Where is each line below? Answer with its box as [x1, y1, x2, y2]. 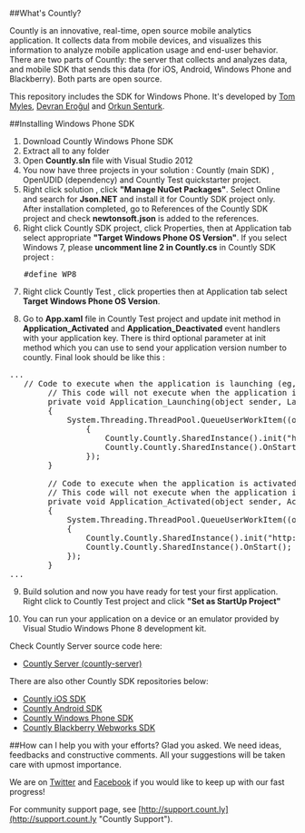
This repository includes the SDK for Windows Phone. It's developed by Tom [9, 91, 296, 102]
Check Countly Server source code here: [9, 641, 162, 652]
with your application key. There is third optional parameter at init [22, 333, 266, 343]
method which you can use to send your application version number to [22, 342, 288, 353]
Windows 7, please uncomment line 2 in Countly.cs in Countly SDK [22, 242, 276, 252]
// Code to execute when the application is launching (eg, [24, 378, 297, 388]
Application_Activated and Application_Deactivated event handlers [22, 323, 280, 334]
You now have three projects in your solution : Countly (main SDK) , [22, 165, 275, 175]
